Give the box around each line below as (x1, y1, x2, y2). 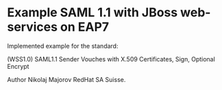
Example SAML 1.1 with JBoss (7, 5, 178, 20)
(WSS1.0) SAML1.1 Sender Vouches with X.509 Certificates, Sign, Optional (7, 55, 216, 63)
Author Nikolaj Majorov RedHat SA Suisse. (7, 75, 126, 83)
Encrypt (7, 62, 29, 70)
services (7, 19, 58, 35)
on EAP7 (60, 19, 110, 35)
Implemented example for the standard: (7, 42, 119, 50)
